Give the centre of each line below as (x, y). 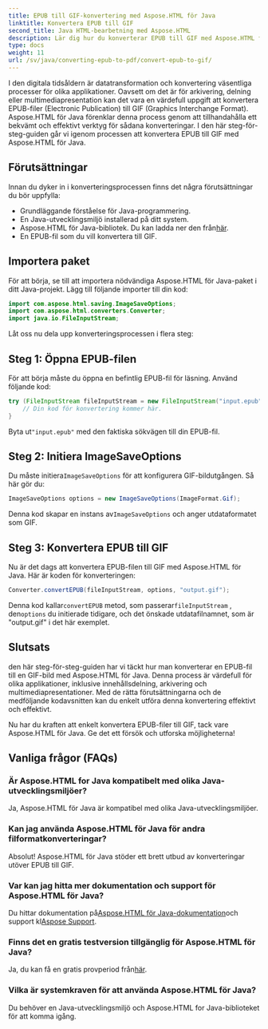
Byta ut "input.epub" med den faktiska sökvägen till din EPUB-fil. (114, 431)
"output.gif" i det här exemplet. (59, 622)
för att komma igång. (43, 1016)
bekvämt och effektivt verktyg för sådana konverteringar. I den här (118, 125)
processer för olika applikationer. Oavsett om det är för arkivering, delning (130, 91)
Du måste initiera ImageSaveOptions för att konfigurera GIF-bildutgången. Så (131, 475)
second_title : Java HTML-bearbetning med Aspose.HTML (100, 30)
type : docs (26, 46)
